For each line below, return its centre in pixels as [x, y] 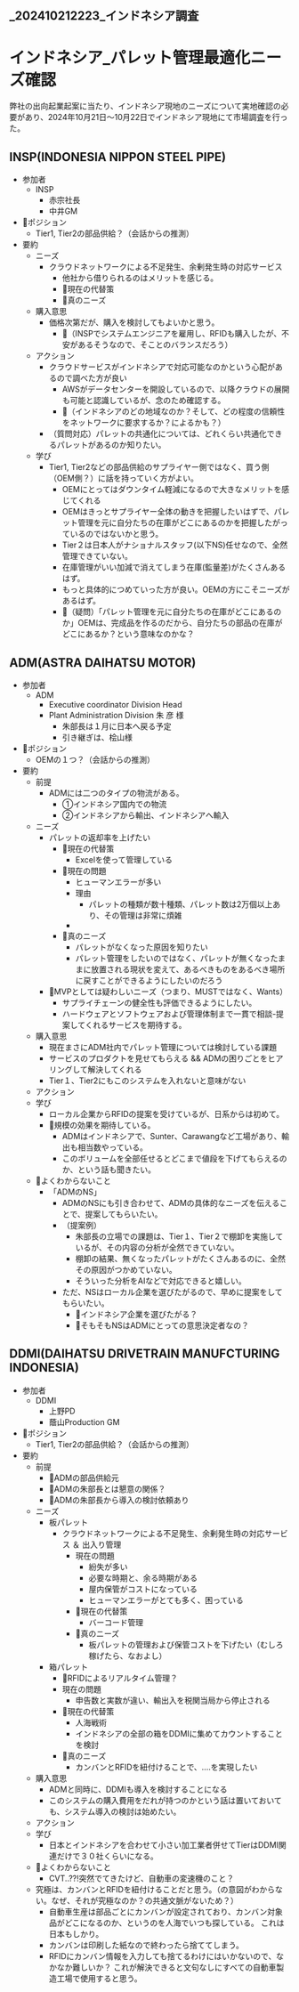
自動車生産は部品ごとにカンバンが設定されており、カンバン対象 [166, 1911]
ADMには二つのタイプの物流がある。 [116, 793]
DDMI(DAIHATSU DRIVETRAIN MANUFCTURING [145, 1354]
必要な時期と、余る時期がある [143, 1577]
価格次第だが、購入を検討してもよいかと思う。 [134, 322]
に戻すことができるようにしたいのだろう [149, 980]
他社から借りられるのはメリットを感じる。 [140, 278]
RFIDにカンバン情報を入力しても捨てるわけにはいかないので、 [162, 1956]
